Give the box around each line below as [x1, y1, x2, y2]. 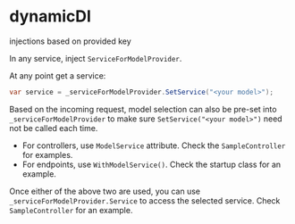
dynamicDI [9, 6, 92, 27]
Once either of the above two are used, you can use [9, 186, 201, 196]
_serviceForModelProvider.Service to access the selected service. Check [9, 195, 281, 206]
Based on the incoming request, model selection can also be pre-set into [9, 104, 277, 114]
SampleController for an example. [9, 204, 133, 215]
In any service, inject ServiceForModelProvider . [9, 53, 182, 63]
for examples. [21, 149, 73, 160]
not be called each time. [9, 122, 98, 133]
